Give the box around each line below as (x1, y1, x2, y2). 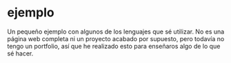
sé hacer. (7, 49, 34, 58)
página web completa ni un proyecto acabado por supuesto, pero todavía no (7, 34, 225, 42)
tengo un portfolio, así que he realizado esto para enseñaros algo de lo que (7, 42, 221, 50)
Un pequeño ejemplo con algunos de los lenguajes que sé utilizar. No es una (7, 27, 225, 36)
